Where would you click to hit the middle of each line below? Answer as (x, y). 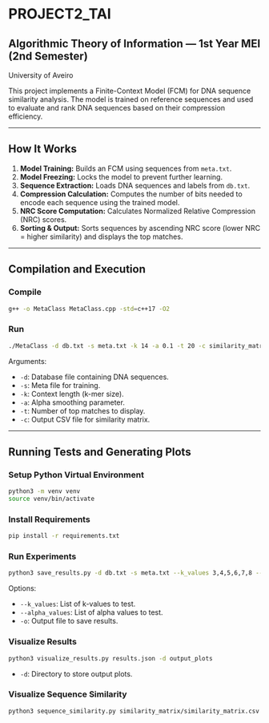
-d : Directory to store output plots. (76, 673)
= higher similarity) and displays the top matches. (101, 236)
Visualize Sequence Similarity (68, 694)
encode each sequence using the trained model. (100, 202)
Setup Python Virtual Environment (76, 475)
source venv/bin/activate (51, 499)
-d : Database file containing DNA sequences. (94, 377)
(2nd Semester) (48, 56)
